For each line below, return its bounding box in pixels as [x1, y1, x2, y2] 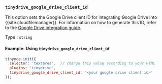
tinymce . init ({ [5, 56, 36, 61]
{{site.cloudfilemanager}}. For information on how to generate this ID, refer [5, 20, 157, 26]
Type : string [5, 34, 32, 40]
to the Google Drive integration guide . [5, 25, 82, 31]
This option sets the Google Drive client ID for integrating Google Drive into [5, 14, 157, 20]
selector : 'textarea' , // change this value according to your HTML [9, 61, 155, 66]
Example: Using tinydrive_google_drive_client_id [5, 45, 110, 51]
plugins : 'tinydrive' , [9, 66, 56, 71]
